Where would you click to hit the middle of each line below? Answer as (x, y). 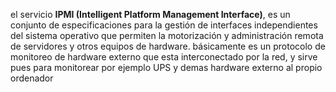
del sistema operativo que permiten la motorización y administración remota (167, 35)
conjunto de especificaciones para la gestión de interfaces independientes (164, 25)
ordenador (32, 78)
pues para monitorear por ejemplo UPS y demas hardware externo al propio (166, 67)
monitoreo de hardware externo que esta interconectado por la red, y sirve (164, 57)
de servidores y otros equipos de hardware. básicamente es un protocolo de (168, 46)
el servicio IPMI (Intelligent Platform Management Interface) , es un (150, 14)
